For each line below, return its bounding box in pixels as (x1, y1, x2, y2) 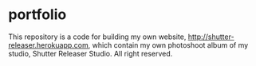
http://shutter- (187, 32, 234, 41)
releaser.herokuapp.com (8, 40, 89, 49)
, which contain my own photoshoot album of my (88, 40, 249, 49)
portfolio (8, 6, 67, 24)
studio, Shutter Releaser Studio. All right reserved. (8, 49, 173, 58)
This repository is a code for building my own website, (8, 32, 187, 41)
